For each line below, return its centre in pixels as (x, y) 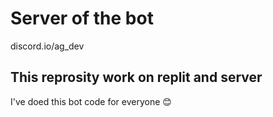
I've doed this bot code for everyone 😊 (91, 101)
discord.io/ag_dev (47, 46)
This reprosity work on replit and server (136, 77)
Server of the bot (82, 18)
